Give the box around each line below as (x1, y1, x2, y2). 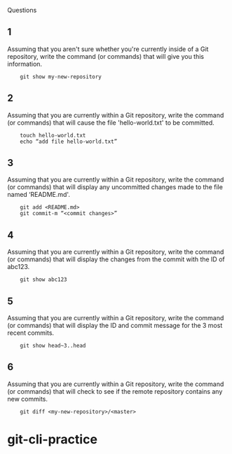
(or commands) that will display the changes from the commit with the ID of (7, 255, 226, 263)
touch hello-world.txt (20, 132, 86, 139)
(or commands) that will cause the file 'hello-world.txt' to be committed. (7, 118, 215, 127)
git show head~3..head (20, 343, 86, 350)
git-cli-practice (7, 432, 98, 448)
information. (7, 60, 43, 68)
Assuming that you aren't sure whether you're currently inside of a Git (7, 45, 209, 53)
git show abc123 (20, 276, 68, 283)
